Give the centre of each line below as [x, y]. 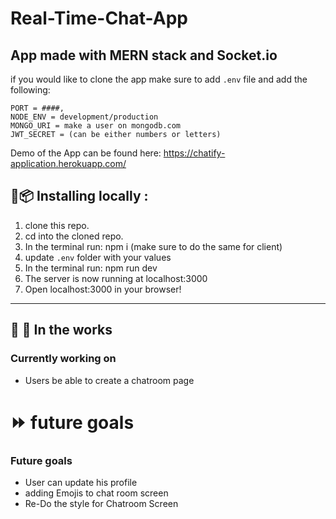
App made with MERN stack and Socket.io [144, 55]
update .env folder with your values [98, 257]
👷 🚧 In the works [61, 330]
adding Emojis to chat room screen [96, 493]
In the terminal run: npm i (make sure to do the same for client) [153, 246]
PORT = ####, [37, 108]
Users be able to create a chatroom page [109, 380]
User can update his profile [81, 482]
